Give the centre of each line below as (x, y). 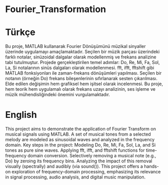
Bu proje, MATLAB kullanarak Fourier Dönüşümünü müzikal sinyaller (75, 46)
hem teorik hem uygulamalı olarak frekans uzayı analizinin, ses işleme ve (80, 89)
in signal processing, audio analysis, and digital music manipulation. (75, 177)
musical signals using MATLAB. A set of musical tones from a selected (78, 134)
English (21, 115)
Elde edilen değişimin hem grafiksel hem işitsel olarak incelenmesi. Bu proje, (84, 84)
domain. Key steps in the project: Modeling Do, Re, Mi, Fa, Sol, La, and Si (80, 145)
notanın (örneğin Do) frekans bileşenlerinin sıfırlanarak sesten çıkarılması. (81, 79)
